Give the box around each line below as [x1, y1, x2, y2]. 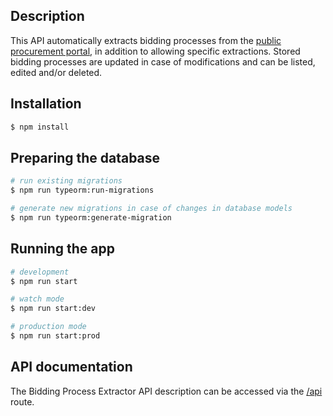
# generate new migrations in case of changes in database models [10, 204, 293, 214]
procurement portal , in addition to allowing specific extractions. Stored [10, 45, 301, 57]
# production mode [10, 322, 87, 332]
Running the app [10, 240, 115, 258]
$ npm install [10, 122, 70, 132]
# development [10, 267, 70, 277]
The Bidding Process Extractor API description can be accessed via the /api [10, 385, 323, 397]
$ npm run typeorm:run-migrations [10, 185, 155, 196]
